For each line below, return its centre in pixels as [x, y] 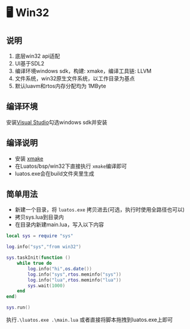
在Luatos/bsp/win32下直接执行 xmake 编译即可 [71, 166]
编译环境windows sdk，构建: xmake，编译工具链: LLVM [83, 71]
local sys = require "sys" [40, 236]
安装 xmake [29, 158]
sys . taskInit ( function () [38, 258]
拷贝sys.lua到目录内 [39, 217]
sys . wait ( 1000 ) [47, 286]
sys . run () [19, 307]
